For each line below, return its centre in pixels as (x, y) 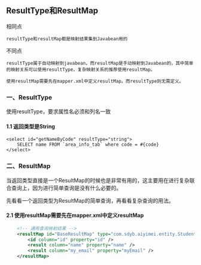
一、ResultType (29, 97)
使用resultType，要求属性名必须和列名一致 (59, 112)
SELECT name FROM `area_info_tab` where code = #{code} (88, 145)
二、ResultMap (28, 166)
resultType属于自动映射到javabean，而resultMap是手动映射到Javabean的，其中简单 (100, 63)
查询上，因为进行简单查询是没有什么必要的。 (66, 188)
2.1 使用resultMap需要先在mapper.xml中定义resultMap (75, 215)
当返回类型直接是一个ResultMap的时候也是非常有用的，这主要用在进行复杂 (98, 180)
